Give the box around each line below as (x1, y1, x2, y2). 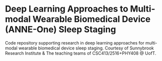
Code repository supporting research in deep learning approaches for (5, 40, 145, 46)
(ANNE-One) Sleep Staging (5, 24, 116, 35)
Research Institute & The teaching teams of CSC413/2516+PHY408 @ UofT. (5, 50, 157, 56)
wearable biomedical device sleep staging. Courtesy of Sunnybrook (18, 45, 154, 51)
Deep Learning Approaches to (5, 3, 129, 15)
